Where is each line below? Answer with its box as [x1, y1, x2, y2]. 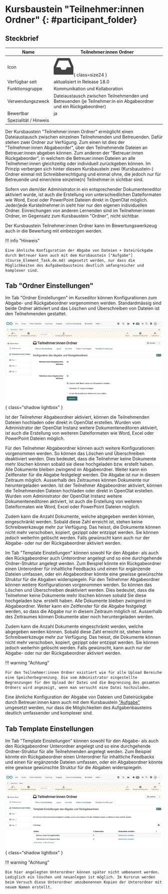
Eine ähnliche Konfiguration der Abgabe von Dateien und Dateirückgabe [5, 694, 153, 700]
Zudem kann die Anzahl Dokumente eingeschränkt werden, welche [5, 623, 143, 630]
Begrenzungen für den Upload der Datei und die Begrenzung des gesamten [5, 680, 160, 685]
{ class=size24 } [73, 72, 107, 78]
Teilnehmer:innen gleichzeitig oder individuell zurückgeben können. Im [5, 160, 151, 166]
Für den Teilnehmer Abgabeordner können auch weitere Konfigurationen [5, 445, 155, 451]
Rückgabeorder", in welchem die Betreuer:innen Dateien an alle [5, 155, 136, 161]
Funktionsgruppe [7, 86, 42, 92]
